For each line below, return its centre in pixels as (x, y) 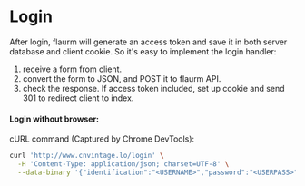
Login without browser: (54, 119)
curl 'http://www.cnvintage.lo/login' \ (87, 156)
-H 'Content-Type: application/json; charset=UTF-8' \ (123, 164)
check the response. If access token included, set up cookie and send (153, 88)
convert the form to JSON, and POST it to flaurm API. (122, 78)
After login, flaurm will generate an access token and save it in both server (148, 42)
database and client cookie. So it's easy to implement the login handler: (143, 51)
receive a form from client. (72, 69)
